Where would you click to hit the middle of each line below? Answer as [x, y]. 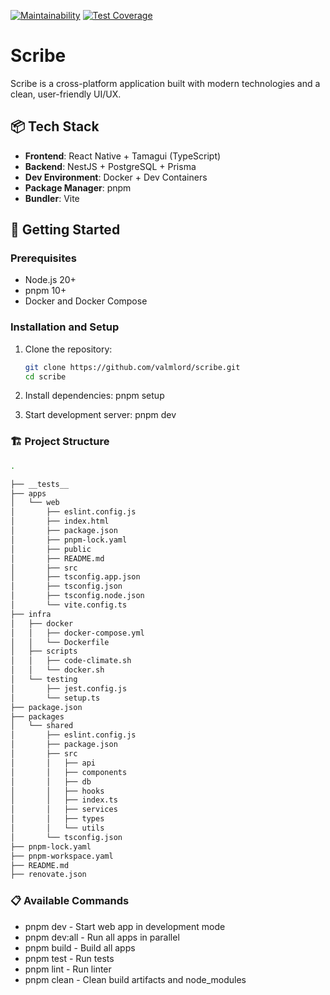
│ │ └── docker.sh [57, 670]
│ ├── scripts [44, 651]
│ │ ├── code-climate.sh [71, 661]
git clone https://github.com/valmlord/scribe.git [132, 367]
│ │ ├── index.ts [64, 800]
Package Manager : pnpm [78, 187]
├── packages [37, 716]
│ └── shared [42, 726]
